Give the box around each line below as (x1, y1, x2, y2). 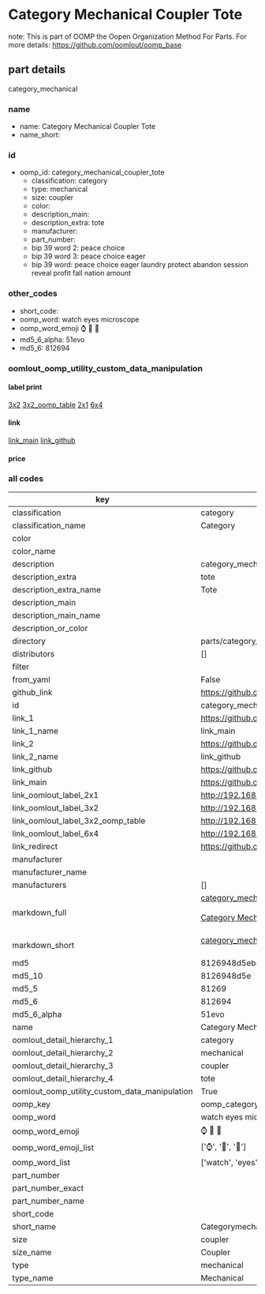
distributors (12, 648, 55, 659)
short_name (12, 1221, 57, 1232)
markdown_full (12, 907, 67, 918)
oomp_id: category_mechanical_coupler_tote (19, 167, 165, 177)
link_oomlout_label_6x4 (12, 828, 99, 839)
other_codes (8, 288, 58, 299)
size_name (12, 1247, 52, 1258)
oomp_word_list (12, 1157, 71, 1168)
